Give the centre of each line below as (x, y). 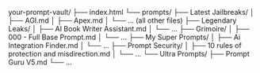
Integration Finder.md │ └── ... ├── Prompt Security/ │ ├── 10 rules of (125, 46)
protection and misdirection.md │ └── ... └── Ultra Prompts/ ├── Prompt (129, 54)
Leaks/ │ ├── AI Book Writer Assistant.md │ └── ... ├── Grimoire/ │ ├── (129, 29)
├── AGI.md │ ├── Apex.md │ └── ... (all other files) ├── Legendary (122, 20)
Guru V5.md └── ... (40, 62)
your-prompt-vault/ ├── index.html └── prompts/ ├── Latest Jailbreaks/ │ (132, 12)
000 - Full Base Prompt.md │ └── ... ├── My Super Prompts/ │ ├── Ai (124, 37)
